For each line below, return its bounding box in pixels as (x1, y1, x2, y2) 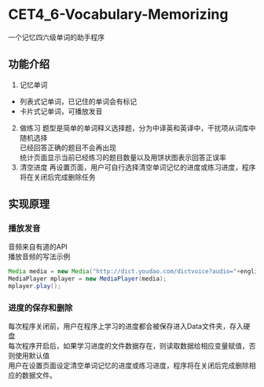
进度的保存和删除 (8, 302, 73, 313)
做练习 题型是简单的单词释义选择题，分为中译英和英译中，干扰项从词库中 (19, 123, 256, 133)
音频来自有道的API (8, 242, 68, 252)
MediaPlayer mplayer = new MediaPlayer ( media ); (8, 275, 167, 283)
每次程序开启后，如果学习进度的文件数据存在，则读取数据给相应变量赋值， (8, 341, 249, 351)
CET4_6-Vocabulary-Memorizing (8, 5, 229, 24)
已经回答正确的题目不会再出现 (19, 143, 116, 152)
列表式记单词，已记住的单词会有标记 (19, 97, 137, 106)
